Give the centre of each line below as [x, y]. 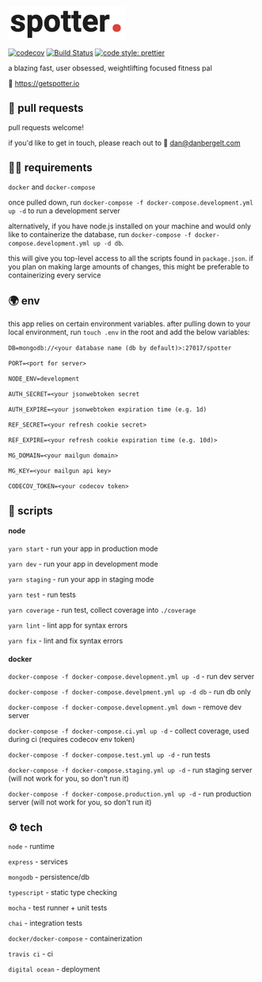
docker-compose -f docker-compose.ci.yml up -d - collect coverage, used [129, 731]
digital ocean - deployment [54, 969]
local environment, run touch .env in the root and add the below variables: [129, 332]
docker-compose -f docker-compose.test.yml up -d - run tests [110, 755]
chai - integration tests [46, 923]
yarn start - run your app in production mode [83, 548]
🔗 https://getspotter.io [44, 83]
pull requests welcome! [46, 127]
